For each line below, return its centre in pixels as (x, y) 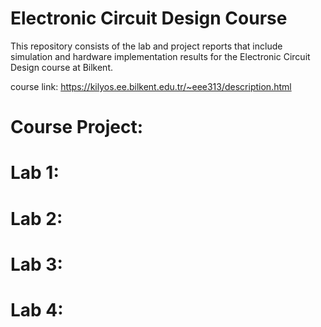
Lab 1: (35, 173)
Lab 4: (37, 309)
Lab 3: (36, 264)
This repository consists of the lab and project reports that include (146, 46)
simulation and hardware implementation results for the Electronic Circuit (160, 56)
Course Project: (77, 127)
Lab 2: (36, 218)
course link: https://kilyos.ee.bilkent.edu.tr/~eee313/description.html (151, 86)
